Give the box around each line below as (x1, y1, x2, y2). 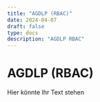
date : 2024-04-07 (7, 17, 57, 23)
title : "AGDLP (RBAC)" (7, 10, 72, 17)
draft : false (7, 23, 45, 30)
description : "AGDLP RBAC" (7, 36, 85, 43)
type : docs (7, 29, 39, 37)
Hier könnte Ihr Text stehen (7, 88, 85, 96)
